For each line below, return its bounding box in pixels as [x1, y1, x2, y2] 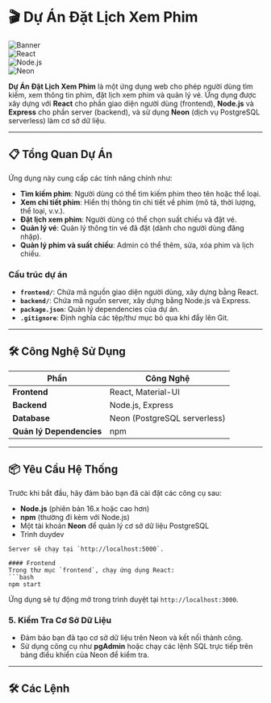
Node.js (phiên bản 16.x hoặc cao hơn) [19, 503, 150, 514]
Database [12, 412, 51, 423]
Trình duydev [19, 529, 65, 539]
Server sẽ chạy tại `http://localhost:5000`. [8, 545, 164, 553]
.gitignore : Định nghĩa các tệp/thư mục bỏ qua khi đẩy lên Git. [19, 313, 230, 322]
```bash [8, 573, 35, 581]
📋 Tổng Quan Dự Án [8, 148, 113, 161]
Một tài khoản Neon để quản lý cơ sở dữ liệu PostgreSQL [19, 521, 210, 530]
